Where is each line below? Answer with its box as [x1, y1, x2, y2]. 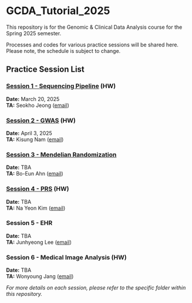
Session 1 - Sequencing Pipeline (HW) [6, 82, 116, 90]
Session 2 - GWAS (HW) [6, 116, 76, 124]
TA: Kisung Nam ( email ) [6, 136, 64, 143]
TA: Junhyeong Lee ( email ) [6, 238, 72, 245]
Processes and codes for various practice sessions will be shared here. [6, 41, 179, 48]
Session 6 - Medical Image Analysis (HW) [6, 253, 127, 261]
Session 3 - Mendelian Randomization [6, 150, 117, 159]
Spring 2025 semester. [6, 29, 62, 36]
